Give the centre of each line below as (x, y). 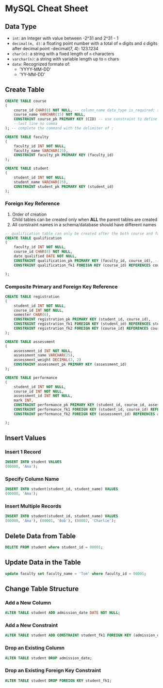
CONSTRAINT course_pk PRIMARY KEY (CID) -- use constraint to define (86, 119)
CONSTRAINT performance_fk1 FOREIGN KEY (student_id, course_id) (81, 410)
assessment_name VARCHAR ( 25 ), (44, 355)
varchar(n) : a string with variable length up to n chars (65, 59)
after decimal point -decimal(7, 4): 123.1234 (55, 49)
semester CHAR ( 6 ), (32, 315)
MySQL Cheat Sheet (47, 9)
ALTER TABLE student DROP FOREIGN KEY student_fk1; (58, 681)
